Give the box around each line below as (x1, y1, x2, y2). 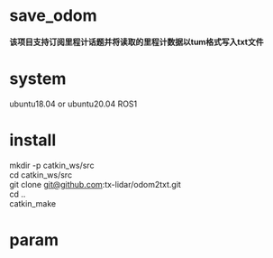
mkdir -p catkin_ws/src (9, 160, 95, 170)
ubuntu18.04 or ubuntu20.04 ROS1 (9, 98, 138, 109)
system (9, 69, 67, 89)
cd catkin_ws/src (9, 169, 73, 180)
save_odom (9, 5, 97, 26)
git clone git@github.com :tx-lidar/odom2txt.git (9, 179, 182, 189)
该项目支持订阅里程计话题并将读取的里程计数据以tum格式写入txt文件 (9, 36, 264, 47)
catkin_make (9, 198, 57, 208)
